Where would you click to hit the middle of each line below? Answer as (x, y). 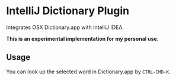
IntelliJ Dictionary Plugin (68, 11)
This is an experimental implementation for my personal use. (82, 38)
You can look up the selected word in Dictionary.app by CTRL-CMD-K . (88, 72)
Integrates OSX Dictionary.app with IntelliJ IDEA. (65, 27)
